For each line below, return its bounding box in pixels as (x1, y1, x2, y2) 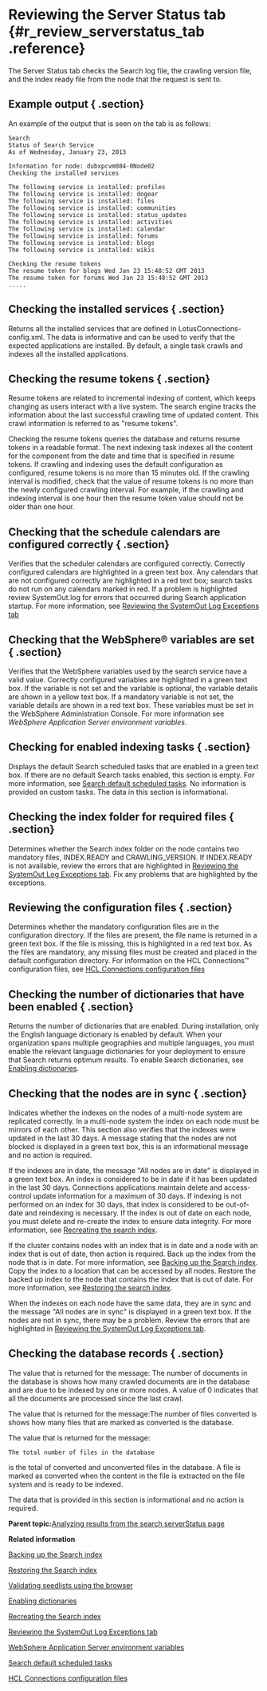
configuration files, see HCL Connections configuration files (8, 964, 206, 974)
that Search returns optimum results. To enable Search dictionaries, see (8, 1055, 245, 1065)
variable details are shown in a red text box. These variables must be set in (8, 701, 253, 709)
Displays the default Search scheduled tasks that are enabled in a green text (8, 761, 259, 771)
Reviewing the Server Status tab (8, 6, 226, 24)
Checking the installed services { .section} (8, 302, 226, 316)
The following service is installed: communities (8, 203, 177, 212)
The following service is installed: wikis (8, 246, 155, 254)
